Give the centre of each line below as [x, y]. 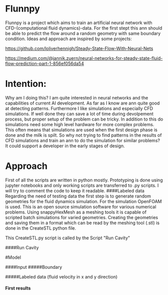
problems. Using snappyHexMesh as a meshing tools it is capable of [76, 212]
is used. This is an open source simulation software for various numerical [81, 207]
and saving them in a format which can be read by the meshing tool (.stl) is [82, 223]
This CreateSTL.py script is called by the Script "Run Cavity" [68, 238]
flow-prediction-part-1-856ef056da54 [45, 63]
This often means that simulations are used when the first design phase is [81, 130]
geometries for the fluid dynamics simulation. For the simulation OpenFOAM [83, 201]
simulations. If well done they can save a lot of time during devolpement [79, 114]
